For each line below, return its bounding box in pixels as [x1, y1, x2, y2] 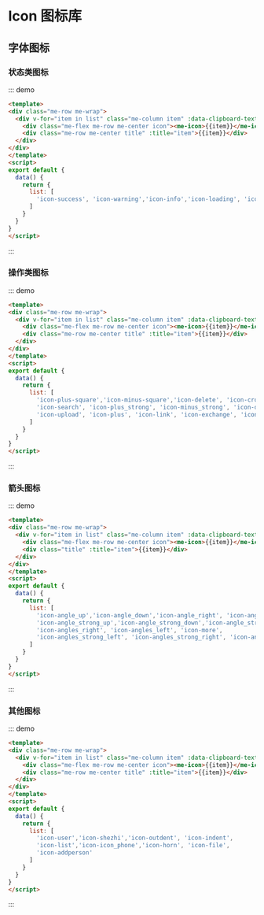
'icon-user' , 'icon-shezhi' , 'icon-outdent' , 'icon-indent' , [36, 834, 234, 843]
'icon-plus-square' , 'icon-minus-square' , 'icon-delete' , [36, 396, 223, 404]
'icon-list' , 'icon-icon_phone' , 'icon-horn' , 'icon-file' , [36, 842, 230, 850]
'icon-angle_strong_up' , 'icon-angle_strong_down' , [36, 619, 206, 627]
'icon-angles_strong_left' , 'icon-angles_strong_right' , [36, 633, 226, 642]
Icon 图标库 [8, 7, 82, 25]
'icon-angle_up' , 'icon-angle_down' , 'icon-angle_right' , [36, 611, 223, 619]
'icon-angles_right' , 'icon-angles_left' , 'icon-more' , [36, 626, 223, 634]
